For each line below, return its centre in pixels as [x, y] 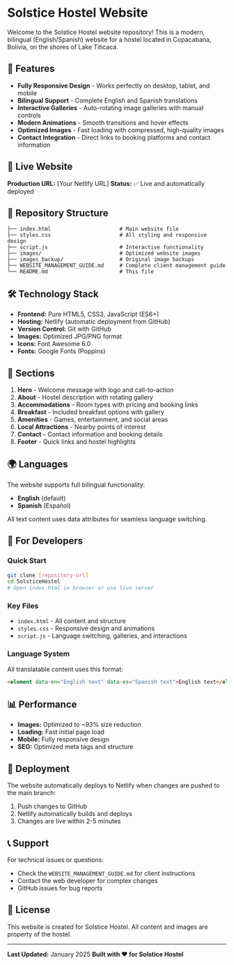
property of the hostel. [39, 934]
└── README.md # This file [81, 272]
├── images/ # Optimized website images [104, 253]
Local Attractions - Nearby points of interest [81, 427]
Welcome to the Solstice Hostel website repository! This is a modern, [106, 32]
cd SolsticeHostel [34, 582]
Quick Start [27, 560]
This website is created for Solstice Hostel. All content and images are [108, 927]
